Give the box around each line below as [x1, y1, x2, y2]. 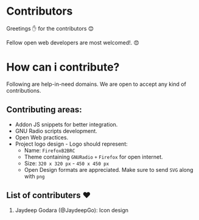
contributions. [6, 87, 41, 94]
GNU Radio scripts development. [15, 127, 97, 135]
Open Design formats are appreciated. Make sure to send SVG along [24, 166, 194, 173]
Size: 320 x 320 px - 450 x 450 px [24, 160, 110, 167]
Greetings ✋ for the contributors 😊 [6, 24, 94, 32]
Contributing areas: [6, 105, 82, 115]
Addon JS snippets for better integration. [15, 121, 118, 128]
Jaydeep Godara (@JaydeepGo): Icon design [15, 206, 129, 214]
